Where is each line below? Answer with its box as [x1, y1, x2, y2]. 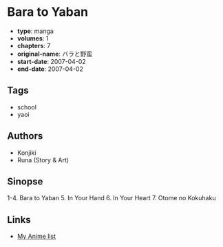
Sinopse [7, 175, 43, 187]
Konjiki [17, 149, 36, 157]
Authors [7, 130, 43, 142]
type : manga [17, 27, 54, 35]
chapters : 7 [17, 41, 51, 50]
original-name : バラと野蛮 [17, 50, 93, 58]
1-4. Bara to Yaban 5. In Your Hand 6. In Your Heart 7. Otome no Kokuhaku [7, 194, 216, 202]
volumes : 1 [17, 34, 49, 42]
